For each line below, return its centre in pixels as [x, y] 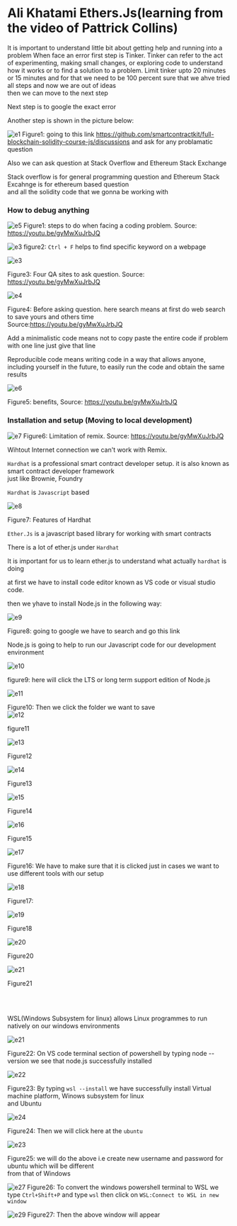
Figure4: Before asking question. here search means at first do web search [116, 309]
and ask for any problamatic [172, 141]
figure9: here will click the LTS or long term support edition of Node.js [109, 679]
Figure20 [21, 956]
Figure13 [20, 783]
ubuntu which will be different [51, 1166]
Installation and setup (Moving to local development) [100, 420]
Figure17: [21, 901]
